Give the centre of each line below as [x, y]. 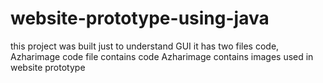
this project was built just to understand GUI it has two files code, [145, 46]
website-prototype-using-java [140, 18]
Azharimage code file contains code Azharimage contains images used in [162, 56]
